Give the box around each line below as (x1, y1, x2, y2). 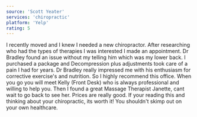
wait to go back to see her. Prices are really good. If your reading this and (6, 92, 185, 99)
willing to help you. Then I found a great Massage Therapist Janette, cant (6, 85, 185, 92)
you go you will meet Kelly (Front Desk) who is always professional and (6, 79, 179, 86)
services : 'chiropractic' (6, 14, 70, 20)
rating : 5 (6, 25, 31, 31)
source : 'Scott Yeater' (6, 8, 65, 15)
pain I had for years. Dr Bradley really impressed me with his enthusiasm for (6, 66, 191, 74)
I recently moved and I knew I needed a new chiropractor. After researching (6, 41, 190, 48)
